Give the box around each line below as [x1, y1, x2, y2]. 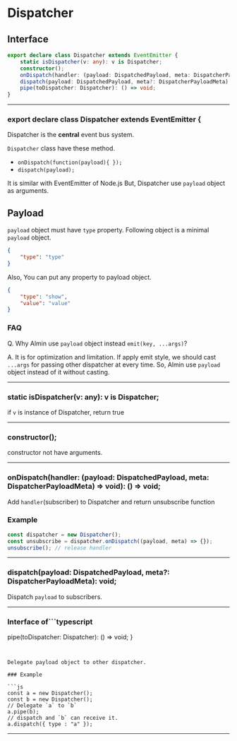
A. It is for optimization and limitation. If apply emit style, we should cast [7, 352, 217, 361]
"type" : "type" [20, 254, 65, 261]
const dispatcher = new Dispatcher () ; [7, 531, 121, 538]
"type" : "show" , [20, 293, 68, 300]
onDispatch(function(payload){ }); [17, 159, 123, 167]
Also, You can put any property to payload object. [7, 273, 152, 281]
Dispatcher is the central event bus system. [7, 131, 135, 139]
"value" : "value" [20, 300, 71, 307]
